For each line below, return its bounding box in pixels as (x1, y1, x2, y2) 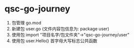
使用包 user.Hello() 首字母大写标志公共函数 (11, 37, 97, 44)
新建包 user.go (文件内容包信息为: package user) (11, 25, 109, 32)
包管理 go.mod (11, 20, 41, 25)
